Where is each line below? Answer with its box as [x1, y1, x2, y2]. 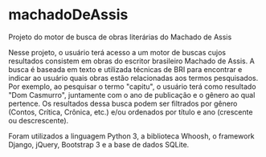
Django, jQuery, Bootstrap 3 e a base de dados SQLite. [8, 139, 190, 149]
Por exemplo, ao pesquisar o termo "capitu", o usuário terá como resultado [8, 82, 256, 91]
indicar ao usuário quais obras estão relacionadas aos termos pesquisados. [8, 73, 259, 83]
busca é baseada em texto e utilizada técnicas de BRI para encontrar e [8, 64, 243, 74]
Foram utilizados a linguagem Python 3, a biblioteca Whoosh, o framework [8, 131, 255, 141]
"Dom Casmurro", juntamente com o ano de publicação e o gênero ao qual [8, 90, 256, 99]
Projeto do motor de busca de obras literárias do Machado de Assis [8, 32, 232, 42]
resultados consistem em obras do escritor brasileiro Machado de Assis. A [8, 56, 255, 66]
